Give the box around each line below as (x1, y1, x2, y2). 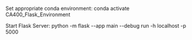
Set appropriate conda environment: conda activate (5, 5, 130, 12)
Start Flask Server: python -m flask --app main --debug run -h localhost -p (5, 23, 187, 29)
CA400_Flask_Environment (5, 11, 71, 18)
